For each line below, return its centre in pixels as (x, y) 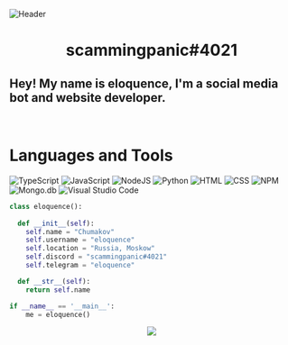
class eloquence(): (46, 206)
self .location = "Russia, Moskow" (90, 249)
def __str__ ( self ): (54, 281)
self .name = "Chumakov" (70, 232)
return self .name (58, 290)
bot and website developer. (88, 98)
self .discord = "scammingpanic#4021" (97, 257)
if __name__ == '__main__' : (62, 306)
